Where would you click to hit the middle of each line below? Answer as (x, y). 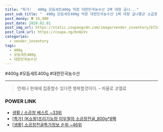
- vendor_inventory (29, 41)
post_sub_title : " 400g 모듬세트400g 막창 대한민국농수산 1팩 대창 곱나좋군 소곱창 (81, 14)
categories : (17, 37)
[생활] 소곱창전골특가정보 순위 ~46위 (47, 125)
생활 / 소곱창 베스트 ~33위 (37, 113)
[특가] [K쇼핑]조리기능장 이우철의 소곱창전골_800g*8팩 (64, 118)
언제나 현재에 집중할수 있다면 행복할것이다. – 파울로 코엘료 (72, 88)
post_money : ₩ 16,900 (27, 18)
